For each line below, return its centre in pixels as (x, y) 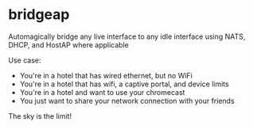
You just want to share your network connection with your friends (127, 101)
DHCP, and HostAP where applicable (68, 44)
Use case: (25, 60)
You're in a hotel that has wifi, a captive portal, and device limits (124, 84)
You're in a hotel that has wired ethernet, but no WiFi (106, 75)
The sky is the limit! (40, 116)
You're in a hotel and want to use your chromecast (102, 92)
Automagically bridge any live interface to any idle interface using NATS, (127, 36)
